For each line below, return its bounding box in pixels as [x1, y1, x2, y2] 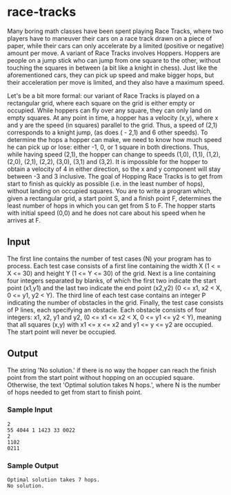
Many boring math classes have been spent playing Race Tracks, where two [7, 27, 224, 35]
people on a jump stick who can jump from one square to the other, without [7, 56, 221, 64]
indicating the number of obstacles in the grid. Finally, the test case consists [7, 298, 224, 307]
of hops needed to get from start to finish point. [7, 387, 143, 396]
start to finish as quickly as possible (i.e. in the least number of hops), [7, 179, 205, 188]
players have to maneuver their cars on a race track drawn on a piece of [7, 34, 212, 42]
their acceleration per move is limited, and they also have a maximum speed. [7, 78, 225, 86]
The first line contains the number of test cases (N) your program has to [7, 254, 212, 263]
